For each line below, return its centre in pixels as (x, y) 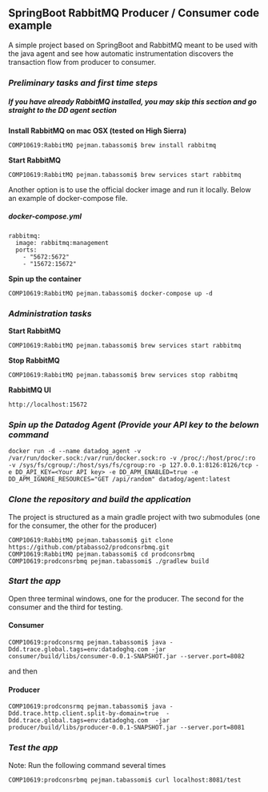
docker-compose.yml (45, 216)
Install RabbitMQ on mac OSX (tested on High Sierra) (98, 131)
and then (23, 671)
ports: (26, 250)
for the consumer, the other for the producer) (83, 525)
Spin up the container (45, 279)
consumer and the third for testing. (66, 607)
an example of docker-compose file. (68, 198)
